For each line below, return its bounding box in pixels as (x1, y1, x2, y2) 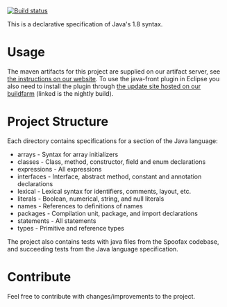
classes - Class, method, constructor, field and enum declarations (17, 157, 206, 166)
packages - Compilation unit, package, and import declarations (17, 209, 198, 217)
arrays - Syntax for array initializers (17, 150, 119, 158)
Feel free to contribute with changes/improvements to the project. (7, 292, 196, 300)
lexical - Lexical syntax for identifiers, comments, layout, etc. (17, 187, 192, 195)
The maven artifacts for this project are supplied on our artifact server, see (7, 67, 221, 76)
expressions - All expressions (17, 165, 102, 173)
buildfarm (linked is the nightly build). (7, 89, 114, 97)
